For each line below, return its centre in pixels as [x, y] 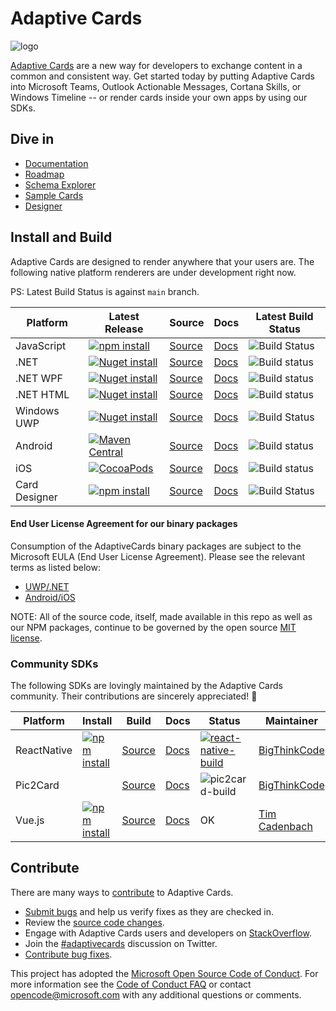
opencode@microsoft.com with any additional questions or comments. [156, 994]
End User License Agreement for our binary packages [124, 524]
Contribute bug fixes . [68, 954]
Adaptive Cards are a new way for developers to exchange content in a [156, 65]
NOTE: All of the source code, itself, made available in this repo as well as [161, 616]
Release [124, 329]
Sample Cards [54, 195]
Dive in [32, 139]
